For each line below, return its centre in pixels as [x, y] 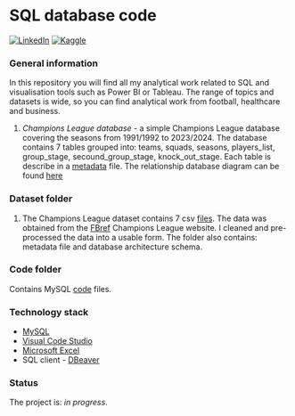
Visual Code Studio [57, 341]
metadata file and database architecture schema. [112, 247]
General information [53, 63]
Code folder [36, 270]
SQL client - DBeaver [61, 360]
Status [24, 383]
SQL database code [83, 16]
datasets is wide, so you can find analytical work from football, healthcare [145, 102]
